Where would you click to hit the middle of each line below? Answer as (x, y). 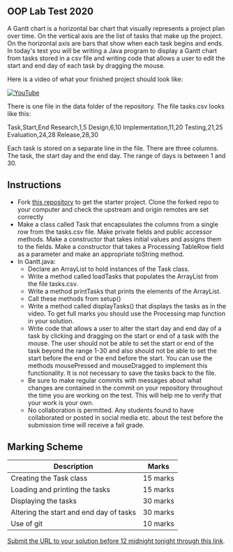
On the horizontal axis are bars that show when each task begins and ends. (115, 43)
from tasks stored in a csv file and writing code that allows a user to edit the (116, 58)
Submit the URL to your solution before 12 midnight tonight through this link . (116, 541)
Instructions (34, 185)
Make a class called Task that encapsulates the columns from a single (118, 224)
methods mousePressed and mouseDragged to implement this (118, 365)
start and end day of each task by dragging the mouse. (86, 65)
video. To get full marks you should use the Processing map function (126, 313)
